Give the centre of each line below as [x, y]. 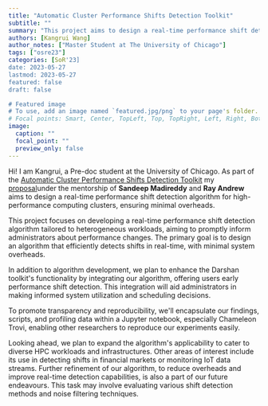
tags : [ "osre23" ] [37, 53]
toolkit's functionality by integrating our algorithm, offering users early [124, 278]
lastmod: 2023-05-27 [43, 75]
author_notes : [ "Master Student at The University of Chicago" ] [117, 45]
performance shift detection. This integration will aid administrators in [122, 287]
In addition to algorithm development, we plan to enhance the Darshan [124, 269]
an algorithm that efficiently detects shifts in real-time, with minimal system [132, 246]
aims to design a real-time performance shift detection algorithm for [120, 197]
